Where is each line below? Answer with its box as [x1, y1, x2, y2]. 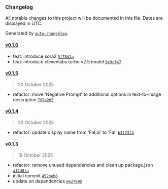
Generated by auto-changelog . [5, 30, 69, 36]
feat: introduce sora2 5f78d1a [12, 53, 74, 59]
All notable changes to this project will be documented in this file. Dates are [5, 15, 163, 21]
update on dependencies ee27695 [12, 178, 82, 184]
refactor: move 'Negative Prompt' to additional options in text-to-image [12, 91, 161, 97]
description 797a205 [12, 96, 54, 102]
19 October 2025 [17, 152, 53, 158]
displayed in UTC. [5, 20, 43, 26]
